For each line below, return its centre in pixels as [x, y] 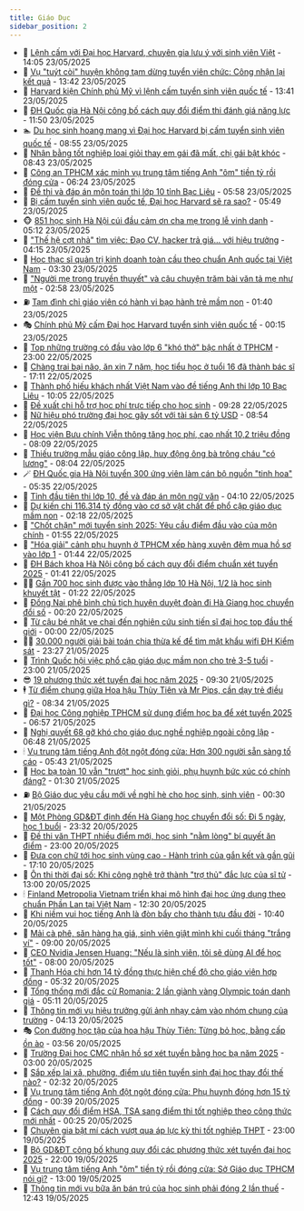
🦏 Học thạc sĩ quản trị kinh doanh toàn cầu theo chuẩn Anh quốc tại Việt [157, 259]
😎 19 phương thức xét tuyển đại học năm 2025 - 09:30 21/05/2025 [148, 679]
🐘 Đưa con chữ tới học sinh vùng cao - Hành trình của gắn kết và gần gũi [158, 855]
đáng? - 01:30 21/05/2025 [71, 781]
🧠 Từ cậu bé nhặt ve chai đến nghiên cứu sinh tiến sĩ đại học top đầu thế [157, 621]
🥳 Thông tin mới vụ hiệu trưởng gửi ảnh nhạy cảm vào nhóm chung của [155, 1010]
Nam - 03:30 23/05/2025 [70, 268]
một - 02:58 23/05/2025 [69, 288]
